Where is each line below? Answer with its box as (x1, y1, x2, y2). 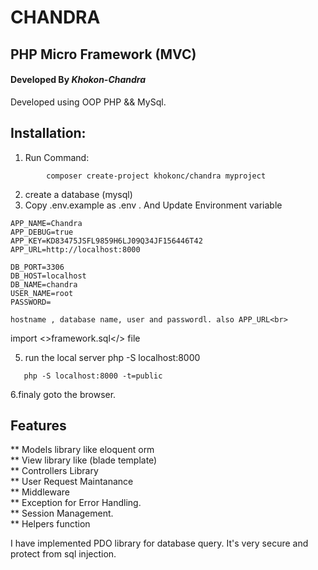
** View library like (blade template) (10, 454, 158, 466)
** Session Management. (10, 507, 114, 520)
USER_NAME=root (10, 288, 74, 298)
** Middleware (10, 486, 70, 498)
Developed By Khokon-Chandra (10, 74, 147, 86)
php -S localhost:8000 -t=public (23, 371, 163, 381)
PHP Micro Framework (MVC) (10, 46, 197, 63)
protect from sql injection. (10, 548, 117, 560)
